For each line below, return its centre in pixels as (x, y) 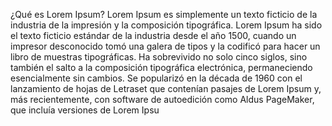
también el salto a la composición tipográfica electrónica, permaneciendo (161, 67)
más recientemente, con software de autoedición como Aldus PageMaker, (162, 99)
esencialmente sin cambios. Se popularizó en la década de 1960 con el (156, 78)
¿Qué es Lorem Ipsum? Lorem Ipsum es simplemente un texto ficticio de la (164, 14)
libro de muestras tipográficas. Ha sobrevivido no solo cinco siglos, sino (159, 57)
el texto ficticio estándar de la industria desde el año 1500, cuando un (153, 35)
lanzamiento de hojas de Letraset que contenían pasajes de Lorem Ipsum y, (166, 88)
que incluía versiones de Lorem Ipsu (85, 110)
